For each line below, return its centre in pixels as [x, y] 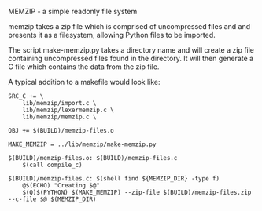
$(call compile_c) [52, 165]
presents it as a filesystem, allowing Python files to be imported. [112, 35]
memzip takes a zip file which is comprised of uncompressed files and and [129, 26]
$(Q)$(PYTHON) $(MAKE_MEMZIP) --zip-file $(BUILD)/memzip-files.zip [137, 192]
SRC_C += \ [26, 96]
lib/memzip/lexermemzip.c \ [68, 110]
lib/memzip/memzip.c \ [59, 117]
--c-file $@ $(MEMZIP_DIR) [52, 199]
